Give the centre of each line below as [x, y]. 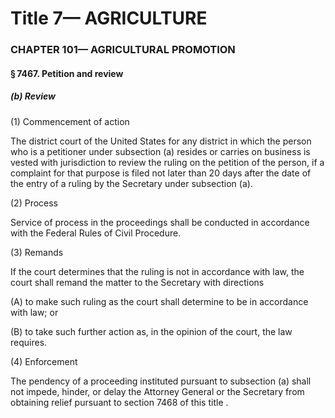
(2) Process [34, 203]
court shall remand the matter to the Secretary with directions [137, 282]
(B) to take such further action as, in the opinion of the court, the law [151, 331]
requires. [29, 342]
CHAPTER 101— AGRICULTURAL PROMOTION [123, 50]
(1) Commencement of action [70, 121]
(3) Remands [37, 252]
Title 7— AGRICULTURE [109, 18]
